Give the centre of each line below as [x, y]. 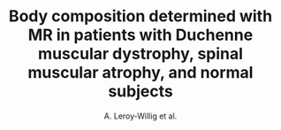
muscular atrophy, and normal [140, 73]
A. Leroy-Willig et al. [140, 116]
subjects [140, 92]
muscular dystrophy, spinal [140, 54]
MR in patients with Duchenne [140, 35]
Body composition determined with [140, 16]
